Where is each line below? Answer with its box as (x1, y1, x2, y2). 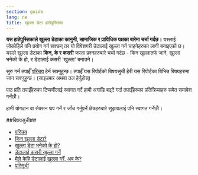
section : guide (6, 8, 44, 15)
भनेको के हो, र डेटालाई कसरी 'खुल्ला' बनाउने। (6, 56, 94, 63)
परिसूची (14, 162, 29, 169)
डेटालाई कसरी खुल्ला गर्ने (14, 149, 61, 156)
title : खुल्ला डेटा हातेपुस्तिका (6, 20, 63, 26)
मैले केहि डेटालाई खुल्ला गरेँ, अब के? (14, 155, 82, 163)
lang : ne (6, 14, 28, 20)
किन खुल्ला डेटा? (14, 135, 47, 142)
